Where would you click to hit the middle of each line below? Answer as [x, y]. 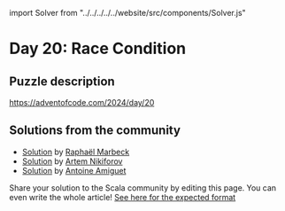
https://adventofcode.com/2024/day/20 [82, 102]
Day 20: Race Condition [98, 49]
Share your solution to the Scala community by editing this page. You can [143, 188]
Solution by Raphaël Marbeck [76, 152]
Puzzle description [62, 81]
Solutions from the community [95, 131]
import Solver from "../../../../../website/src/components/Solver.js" [127, 13]
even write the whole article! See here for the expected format [123, 197]
